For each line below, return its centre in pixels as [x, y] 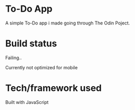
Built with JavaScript [27, 102]
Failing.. [14, 58]
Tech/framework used [53, 88]
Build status [31, 44]
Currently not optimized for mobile [41, 67]
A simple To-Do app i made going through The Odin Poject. [68, 23]
